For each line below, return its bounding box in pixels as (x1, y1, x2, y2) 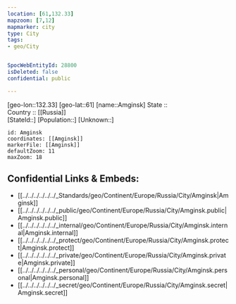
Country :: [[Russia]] (7, 108, 66, 116)
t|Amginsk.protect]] (17, 243, 75, 252)
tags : (7, 37, 23, 44)
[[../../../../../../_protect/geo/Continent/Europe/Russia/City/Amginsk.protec (17, 236, 229, 245)
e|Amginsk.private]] (17, 258, 75, 267)
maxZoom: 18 (7, 153, 42, 160)
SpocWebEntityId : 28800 (7, 62, 77, 69)
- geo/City (7, 43, 39, 50)
